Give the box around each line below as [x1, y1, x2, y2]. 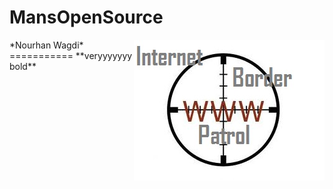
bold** [9, 60, 37, 72]
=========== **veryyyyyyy [9, 49, 133, 61]
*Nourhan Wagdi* [9, 39, 84, 51]
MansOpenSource [9, 6, 164, 29]
